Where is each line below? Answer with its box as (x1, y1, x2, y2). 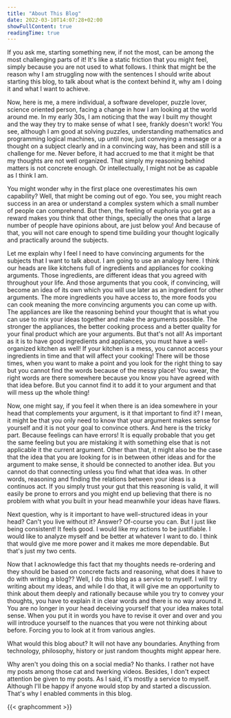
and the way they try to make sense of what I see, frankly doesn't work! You (7, 120, 223, 128)
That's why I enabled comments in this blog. (7, 690, 133, 698)
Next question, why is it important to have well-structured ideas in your (7, 511, 208, 519)
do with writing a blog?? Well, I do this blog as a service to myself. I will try (7, 575, 218, 583)
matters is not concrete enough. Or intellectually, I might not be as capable (7, 164, 219, 172)
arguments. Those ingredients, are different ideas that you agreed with (7, 271, 208, 280)
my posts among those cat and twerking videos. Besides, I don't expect (7, 668, 210, 676)
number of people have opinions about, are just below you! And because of (7, 221, 221, 229)
